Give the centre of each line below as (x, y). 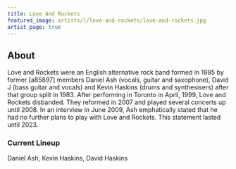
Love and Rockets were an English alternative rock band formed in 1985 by (116, 73)
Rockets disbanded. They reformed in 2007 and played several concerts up (117, 102)
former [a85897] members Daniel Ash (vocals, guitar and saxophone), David (118, 80)
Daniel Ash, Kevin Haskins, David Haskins (68, 158)
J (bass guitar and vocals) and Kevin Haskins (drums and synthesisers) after (118, 87)
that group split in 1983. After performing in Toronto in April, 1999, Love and (117, 95)
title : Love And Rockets (44, 14)
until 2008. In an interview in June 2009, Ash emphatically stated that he (113, 110)
